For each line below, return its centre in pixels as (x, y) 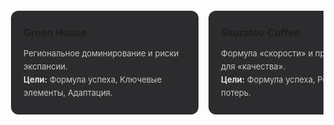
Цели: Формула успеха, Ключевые (92, 79)
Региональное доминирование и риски (101, 53)
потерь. (236, 92)
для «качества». (253, 66)
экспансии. (45, 66)
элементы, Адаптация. (68, 92)
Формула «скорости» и (267, 53)
